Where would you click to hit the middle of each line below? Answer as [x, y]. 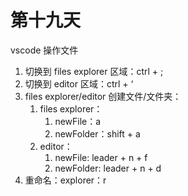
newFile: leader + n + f [101, 157]
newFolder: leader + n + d [108, 168]
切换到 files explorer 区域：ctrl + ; [94, 71]
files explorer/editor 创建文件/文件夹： [103, 96]
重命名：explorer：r [65, 180]
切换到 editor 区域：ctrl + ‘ [79, 83]
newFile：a [78, 121]
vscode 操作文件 [44, 50]
